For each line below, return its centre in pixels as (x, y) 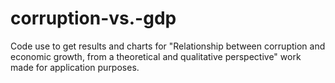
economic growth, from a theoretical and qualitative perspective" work (156, 56)
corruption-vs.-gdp (93, 18)
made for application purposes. (75, 67)
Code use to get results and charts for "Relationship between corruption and (168, 46)
